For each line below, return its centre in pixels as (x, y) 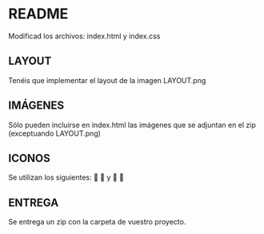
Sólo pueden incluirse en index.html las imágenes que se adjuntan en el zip (132, 125)
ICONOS (29, 158)
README (38, 14)
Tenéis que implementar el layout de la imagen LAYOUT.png (107, 80)
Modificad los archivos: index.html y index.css (84, 36)
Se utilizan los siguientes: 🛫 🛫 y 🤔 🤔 (66, 177)
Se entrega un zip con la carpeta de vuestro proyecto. (97, 222)
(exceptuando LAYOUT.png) (55, 133)
